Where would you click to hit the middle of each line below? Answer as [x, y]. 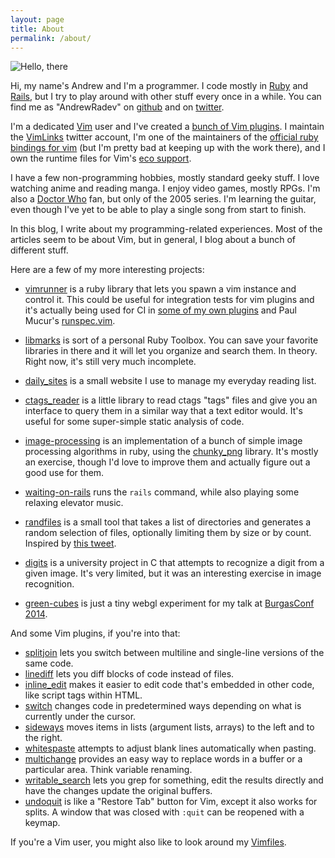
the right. [43, 738]
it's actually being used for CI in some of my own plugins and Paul [160, 310]
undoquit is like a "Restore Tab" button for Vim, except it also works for [171, 802]
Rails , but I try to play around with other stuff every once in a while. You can [166, 97]
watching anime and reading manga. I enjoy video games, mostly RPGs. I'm [165, 188]
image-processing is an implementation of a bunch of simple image [163, 441]
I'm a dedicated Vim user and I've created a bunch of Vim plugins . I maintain [167, 127]
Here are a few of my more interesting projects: [107, 270]
